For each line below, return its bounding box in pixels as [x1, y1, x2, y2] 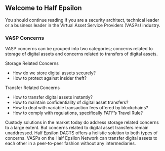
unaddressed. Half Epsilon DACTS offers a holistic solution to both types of [5, 130, 158, 136]
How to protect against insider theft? [12, 75, 87, 81]
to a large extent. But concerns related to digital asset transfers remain [5, 125, 149, 131]
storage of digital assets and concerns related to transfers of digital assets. [5, 51, 158, 57]
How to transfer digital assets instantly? [12, 94, 93, 100]
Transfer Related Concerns [5, 85, 60, 91]
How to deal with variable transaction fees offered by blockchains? [12, 105, 148, 111]
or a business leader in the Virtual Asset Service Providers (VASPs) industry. [5, 22, 161, 28]
